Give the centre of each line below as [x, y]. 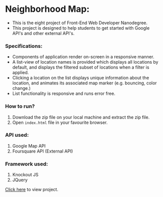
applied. [20, 73]
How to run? [20, 106]
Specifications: [24, 46]
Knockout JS [25, 175]
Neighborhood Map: [47, 9]
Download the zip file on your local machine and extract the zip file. [81, 117]
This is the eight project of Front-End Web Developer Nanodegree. [80, 23]
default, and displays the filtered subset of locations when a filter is [81, 67]
